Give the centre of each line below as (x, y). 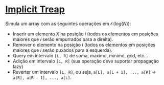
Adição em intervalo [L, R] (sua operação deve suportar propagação (86, 61)
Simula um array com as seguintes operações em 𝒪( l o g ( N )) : (68, 24)
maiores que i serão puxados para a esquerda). (62, 50)
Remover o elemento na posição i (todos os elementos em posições (84, 45)
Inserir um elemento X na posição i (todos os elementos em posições (85, 34)
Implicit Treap (35, 9)
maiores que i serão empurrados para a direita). (63, 39)
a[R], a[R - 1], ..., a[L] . (42, 77)
